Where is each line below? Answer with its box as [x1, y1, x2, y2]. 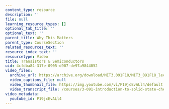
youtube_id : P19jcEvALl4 [10, 96, 62, 101]
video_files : [5, 68, 33, 73]
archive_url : [10, 73, 37, 78]
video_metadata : [5, 91, 39, 96]
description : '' [5, 12, 39, 17]
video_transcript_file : [10, 86, 59, 92]
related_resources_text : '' [5, 45, 64, 50]
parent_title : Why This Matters [5, 36, 73, 41]
